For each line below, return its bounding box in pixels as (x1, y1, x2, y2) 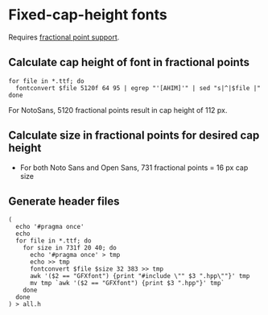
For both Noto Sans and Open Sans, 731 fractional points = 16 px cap (19, 163, 249, 172)
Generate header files (8, 194, 120, 208)
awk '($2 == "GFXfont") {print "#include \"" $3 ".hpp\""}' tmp (29, 272, 250, 280)
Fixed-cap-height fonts (8, 6, 167, 24)
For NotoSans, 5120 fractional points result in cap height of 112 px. (8, 105, 228, 114)
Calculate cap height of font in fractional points (8, 56, 249, 69)
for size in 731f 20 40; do (23, 244, 117, 252)
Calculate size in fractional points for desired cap (8, 129, 260, 143)
